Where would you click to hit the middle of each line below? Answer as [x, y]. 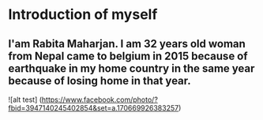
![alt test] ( [25, 99]
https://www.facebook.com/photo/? [100, 99]
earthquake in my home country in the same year [131, 68]
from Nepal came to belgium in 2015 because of [128, 56]
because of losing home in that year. [100, 81]
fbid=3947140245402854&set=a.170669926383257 [94, 108]
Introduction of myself [83, 15]
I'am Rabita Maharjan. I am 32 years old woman [127, 44]
